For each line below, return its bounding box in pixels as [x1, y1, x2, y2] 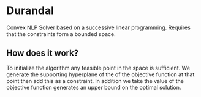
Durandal [6, 4, 54, 18]
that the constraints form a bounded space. [6, 30, 116, 37]
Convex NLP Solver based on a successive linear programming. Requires [6, 24, 191, 31]
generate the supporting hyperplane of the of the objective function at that [6, 71, 195, 78]
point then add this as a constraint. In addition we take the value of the [6, 77, 184, 84]
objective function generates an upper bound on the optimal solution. [6, 84, 181, 91]
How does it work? [6, 48, 79, 59]
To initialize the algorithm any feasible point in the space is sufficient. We [6, 64, 191, 71]
